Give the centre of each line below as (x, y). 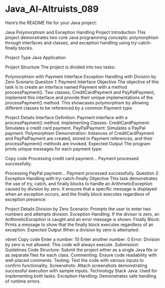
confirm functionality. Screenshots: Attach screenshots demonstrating (76, 265)
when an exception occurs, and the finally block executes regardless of (78, 194)
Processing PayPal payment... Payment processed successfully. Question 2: (82, 173)
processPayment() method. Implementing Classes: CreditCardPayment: (78, 123)
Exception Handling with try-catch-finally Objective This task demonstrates (81, 178)
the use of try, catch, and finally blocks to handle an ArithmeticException (79, 184)
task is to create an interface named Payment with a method (66, 87)
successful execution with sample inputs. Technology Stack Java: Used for (81, 271)
